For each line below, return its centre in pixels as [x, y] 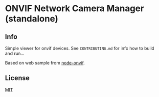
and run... [15, 53]
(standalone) [32, 19]
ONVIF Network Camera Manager [75, 8]
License [17, 78]
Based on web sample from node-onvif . [45, 63]
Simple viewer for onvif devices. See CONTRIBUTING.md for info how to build [80, 48]
